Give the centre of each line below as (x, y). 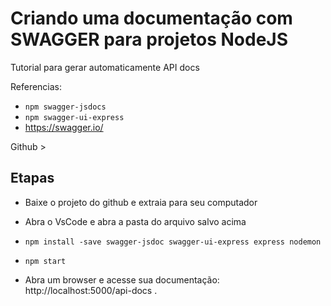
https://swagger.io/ (64, 127)
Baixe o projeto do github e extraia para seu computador (141, 202)
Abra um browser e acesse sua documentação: (122, 279)
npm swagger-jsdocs (65, 107)
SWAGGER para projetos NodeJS (149, 39)
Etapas (32, 178)
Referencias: (36, 86)
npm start (45, 261)
